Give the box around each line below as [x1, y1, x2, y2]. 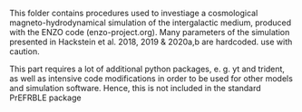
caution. [9, 46, 40, 57]
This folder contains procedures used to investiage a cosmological [9, 8, 258, 18]
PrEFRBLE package [9, 92, 82, 103]
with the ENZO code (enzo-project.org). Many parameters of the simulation [9, 27, 290, 37]
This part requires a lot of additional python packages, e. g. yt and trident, [9, 63, 286, 74]
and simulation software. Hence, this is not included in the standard [9, 83, 261, 93]
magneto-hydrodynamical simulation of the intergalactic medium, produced [9, 17, 292, 28]
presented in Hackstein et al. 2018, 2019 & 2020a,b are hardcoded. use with [9, 36, 293, 47]
